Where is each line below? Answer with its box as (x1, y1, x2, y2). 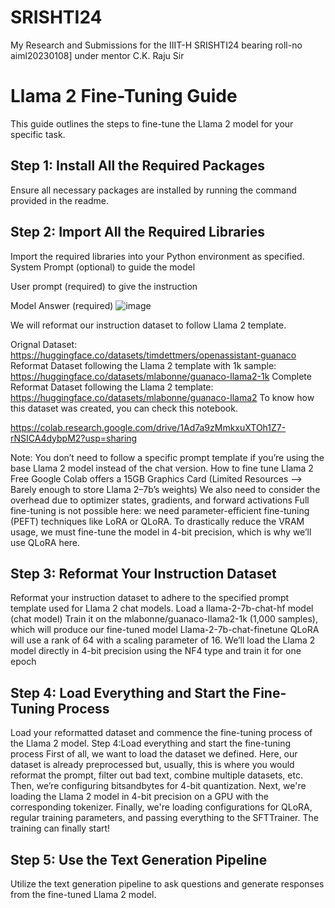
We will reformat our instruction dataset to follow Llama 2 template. (10, 319, 287, 331)
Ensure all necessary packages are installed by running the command (10, 184, 297, 196)
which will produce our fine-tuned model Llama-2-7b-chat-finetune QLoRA (10, 624, 320, 636)
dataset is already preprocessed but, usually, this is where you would (10, 759, 295, 771)
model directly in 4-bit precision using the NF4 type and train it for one (10, 645, 302, 657)
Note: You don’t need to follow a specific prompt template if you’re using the (10, 451, 325, 463)
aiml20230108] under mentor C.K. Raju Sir (10, 49, 185, 61)
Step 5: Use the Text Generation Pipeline (10, 851, 268, 868)
